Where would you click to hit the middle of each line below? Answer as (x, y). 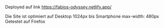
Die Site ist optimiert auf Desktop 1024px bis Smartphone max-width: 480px (82, 16)
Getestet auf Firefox (25, 21)
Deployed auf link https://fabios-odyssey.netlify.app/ (58, 7)
